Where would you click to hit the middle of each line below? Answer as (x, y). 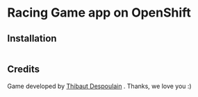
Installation (32, 38)
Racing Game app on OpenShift (99, 13)
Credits (24, 70)
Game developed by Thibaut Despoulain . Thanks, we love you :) (100, 86)
